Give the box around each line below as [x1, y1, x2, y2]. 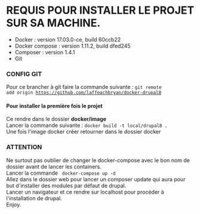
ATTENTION [6, 143, 42, 151]
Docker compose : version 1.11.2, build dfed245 [14, 42, 131, 49]
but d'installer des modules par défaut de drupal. [6, 182, 127, 189]
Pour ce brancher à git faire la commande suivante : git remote [6, 83, 162, 91]
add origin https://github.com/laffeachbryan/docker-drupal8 [6, 90, 162, 96]
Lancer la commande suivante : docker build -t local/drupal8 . [6, 122, 168, 129]
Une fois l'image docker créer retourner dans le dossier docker [6, 128, 161, 135]
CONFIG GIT [6, 70, 42, 78]
